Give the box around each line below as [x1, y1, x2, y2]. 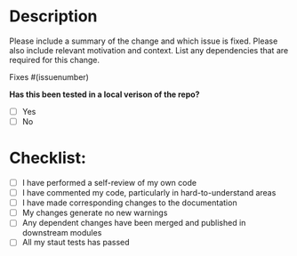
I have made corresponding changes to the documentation [21, 197, 237, 208]
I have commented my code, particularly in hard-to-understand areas [21, 188, 277, 198]
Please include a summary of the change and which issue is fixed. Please [9, 36, 278, 46]
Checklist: [9, 148, 87, 168]
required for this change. [9, 54, 100, 65]
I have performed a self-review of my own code [21, 178, 197, 188]
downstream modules [21, 228, 102, 238]
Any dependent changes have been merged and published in [21, 218, 246, 228]
